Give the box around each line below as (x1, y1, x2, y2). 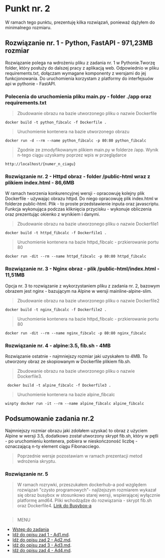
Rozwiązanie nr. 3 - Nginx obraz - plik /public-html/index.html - (5, 265, 160, 272)
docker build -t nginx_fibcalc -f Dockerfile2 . (5, 307, 107, 312)
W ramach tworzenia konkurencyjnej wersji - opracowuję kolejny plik (5, 191, 145, 197)
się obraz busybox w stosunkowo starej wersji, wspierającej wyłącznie (17, 492, 161, 498)
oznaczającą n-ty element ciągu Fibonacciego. (5, 443, 100, 449)
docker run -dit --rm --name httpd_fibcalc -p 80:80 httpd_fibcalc (5, 254, 147, 259)
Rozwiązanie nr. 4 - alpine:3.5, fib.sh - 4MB (5, 342, 111, 349)
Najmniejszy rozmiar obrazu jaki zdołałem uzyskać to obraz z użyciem (5, 428, 148, 434)
